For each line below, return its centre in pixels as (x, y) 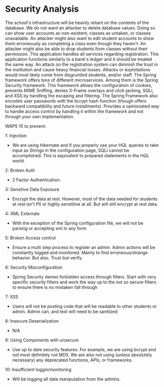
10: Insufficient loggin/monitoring (38, 369)
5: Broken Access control (31, 238)
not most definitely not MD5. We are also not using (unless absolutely (82, 355)
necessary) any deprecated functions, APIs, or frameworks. (72, 360)
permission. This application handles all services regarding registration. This (82, 54)
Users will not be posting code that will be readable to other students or (84, 306)
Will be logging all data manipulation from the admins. (66, 379)
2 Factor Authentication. (36, 180)
